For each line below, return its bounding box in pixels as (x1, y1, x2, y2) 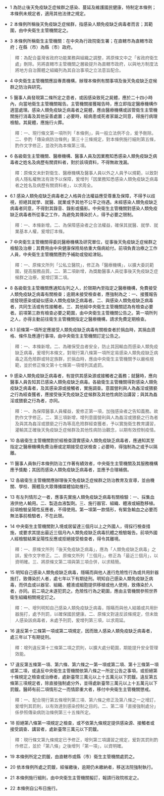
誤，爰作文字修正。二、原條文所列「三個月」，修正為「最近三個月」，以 (14, 553, 159, 559)
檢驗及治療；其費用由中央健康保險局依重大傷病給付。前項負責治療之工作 (9, 245, 158, 251)
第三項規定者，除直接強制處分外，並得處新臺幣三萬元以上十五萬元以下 (14, 680, 158, 686)
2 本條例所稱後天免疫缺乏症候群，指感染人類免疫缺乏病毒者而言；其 (9, 21, 149, 27)
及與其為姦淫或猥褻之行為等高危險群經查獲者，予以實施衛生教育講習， (14, 421, 159, 427)
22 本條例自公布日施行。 (9, 786, 60, 791)
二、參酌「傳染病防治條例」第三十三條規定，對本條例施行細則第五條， (14, 136, 159, 142)
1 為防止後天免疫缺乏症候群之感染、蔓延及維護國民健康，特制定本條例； (9, 4, 157, 10)
